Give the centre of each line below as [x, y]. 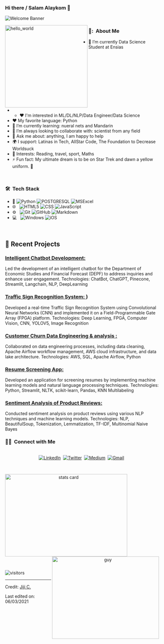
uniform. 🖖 [22, 166]
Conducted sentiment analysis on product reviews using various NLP [74, 414]
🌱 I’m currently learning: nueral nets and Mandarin [62, 126]
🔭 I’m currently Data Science [117, 42]
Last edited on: [20, 596]
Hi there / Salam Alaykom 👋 [38, 8]
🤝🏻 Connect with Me [30, 442]
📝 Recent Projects [32, 244]
